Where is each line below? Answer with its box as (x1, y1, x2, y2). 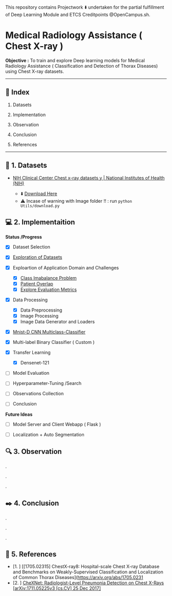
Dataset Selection (12, 244, 50, 250)
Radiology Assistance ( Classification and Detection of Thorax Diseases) (5, 63, 158, 69)
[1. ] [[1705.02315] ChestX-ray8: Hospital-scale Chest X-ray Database (12, 564, 160, 570)
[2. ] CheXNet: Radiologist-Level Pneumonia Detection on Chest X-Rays (12, 580, 164, 586)
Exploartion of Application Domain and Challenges (12, 264, 119, 271)
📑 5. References (5, 550, 57, 559)
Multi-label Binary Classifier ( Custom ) (12, 339, 95, 345)
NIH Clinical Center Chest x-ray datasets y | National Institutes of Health (12, 175, 165, 181)
